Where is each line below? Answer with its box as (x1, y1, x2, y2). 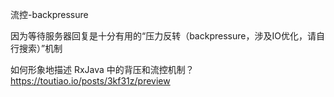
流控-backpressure (10, 9, 89, 20)
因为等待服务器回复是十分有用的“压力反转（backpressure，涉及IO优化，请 (10, 30, 317, 42)
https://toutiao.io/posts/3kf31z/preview (10, 75, 171, 87)
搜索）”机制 (18, 43, 63, 54)
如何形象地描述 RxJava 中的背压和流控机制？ (10, 64, 195, 75)
